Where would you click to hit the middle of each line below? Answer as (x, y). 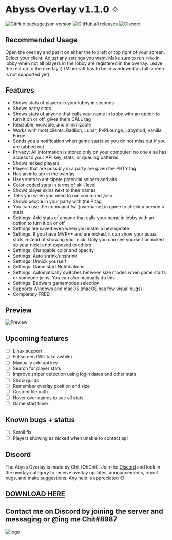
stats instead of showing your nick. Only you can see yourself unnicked (88, 239)
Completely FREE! (32, 294)
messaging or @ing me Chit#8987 (61, 520)
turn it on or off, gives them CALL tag (52, 119)
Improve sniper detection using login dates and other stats (74, 374)
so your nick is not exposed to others (52, 245)
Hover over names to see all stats (48, 398)
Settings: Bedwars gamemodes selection (56, 283)
